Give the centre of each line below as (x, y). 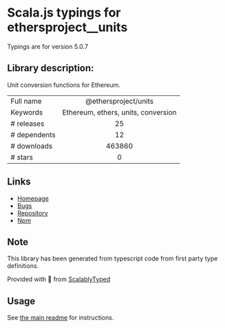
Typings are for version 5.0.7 (47, 46)
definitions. (23, 266)
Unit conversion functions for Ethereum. (64, 85)
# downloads (32, 146)
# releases (28, 124)
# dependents (33, 135)
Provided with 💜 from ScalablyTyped (59, 279)
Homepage (33, 198)
